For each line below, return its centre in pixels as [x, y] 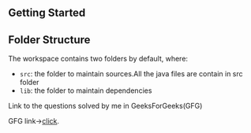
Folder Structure [49, 40]
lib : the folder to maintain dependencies [86, 91]
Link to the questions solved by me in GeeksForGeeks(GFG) [105, 106]
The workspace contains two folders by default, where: [98, 59]
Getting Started [47, 13]
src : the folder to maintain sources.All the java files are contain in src [131, 74]
